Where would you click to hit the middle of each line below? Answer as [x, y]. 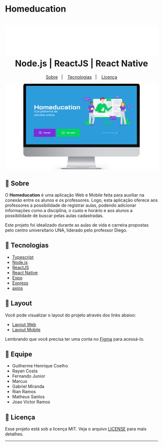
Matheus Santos [28, 397]
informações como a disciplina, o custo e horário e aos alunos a [69, 210]
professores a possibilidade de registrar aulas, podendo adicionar [71, 205]
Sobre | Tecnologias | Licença [81, 77]
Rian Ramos [24, 392]
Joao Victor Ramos [31, 402]
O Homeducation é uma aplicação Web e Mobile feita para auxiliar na [75, 195]
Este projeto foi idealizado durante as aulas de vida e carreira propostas [77, 225]
